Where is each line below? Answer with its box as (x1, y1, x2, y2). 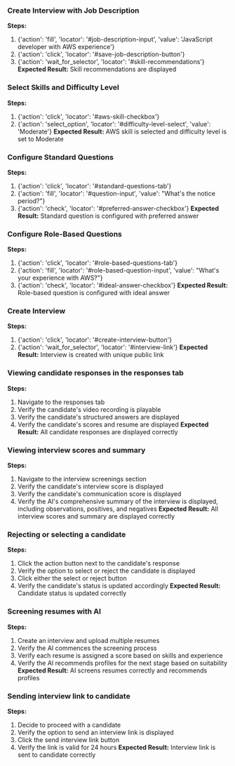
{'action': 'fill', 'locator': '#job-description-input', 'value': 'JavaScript (17, 35, 213, 44)
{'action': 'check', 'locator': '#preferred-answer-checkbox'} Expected (17, 204, 220, 212)
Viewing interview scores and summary (7, 445, 146, 455)
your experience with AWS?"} (17, 273, 103, 283)
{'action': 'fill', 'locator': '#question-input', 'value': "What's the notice (17, 189, 216, 197)
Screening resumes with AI (7, 606, 102, 616)
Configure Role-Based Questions (7, 229, 123, 239)
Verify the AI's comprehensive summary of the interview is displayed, (17, 498, 219, 506)
